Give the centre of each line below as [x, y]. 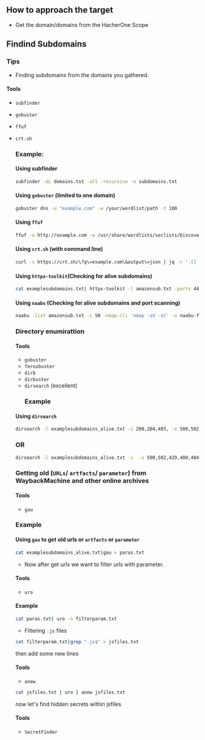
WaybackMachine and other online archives [82, 481]
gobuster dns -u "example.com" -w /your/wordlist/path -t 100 [96, 208]
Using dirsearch [36, 416]
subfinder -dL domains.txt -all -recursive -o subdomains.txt [96, 181]
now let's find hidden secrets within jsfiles [68, 704]
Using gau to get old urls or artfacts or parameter [77, 540]
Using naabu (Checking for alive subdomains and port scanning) [98, 303]
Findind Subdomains [47, 44]
